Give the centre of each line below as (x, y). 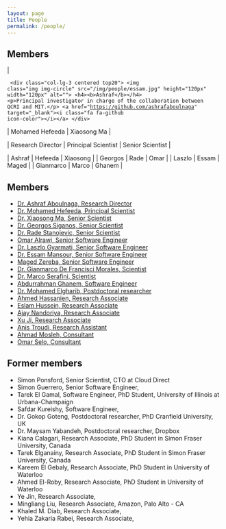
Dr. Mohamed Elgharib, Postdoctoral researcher (84, 291)
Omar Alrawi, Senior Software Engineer (72, 240)
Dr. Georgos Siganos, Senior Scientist (70, 225)
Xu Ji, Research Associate (54, 320)
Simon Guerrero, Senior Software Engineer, (78, 387)
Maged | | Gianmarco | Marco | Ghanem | (65, 166)
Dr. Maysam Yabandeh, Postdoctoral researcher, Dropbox (98, 431)
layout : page (26, 13)
